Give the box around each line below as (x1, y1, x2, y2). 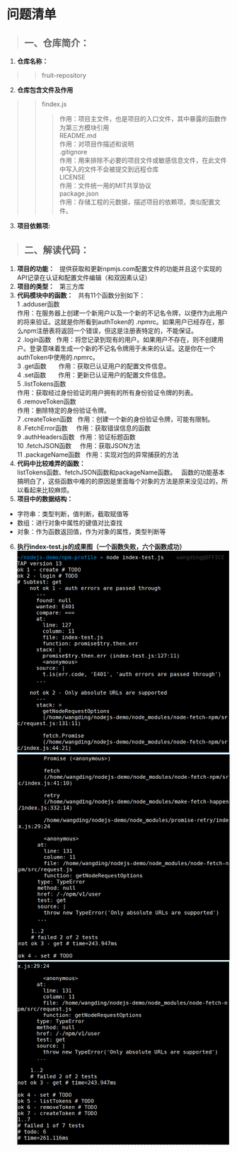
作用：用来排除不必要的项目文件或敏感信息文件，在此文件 (59, 156, 227, 164)
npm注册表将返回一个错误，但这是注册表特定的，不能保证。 (23, 326, 197, 335)
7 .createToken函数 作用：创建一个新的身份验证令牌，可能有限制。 (16, 415, 214, 423)
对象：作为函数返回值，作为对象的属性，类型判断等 (16, 527, 166, 535)
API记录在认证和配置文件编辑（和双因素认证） (16, 273, 151, 282)
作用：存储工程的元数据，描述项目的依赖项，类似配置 (59, 198, 215, 206)
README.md (59, 132, 97, 139)
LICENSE (59, 173, 86, 181)
